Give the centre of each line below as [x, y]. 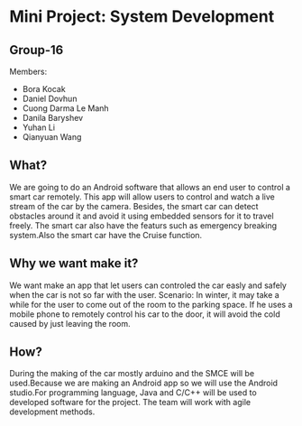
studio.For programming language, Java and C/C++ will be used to [133, 393]
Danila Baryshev [53, 118]
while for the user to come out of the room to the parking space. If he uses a [151, 304]
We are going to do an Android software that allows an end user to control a [150, 187]
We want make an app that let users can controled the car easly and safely [148, 285]
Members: [28, 71]
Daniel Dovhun [50, 98]
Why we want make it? [74, 264]
